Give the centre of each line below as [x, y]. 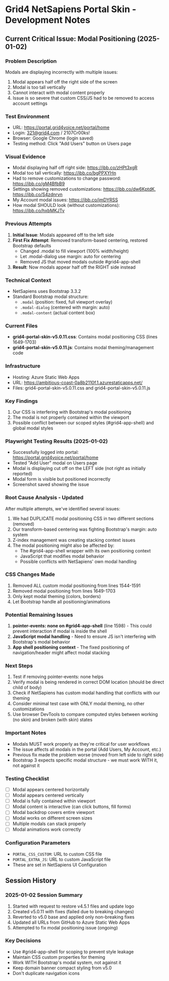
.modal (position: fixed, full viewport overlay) [66, 302]
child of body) [27, 688]
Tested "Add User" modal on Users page [55, 463]
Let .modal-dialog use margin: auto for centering [70, 256]
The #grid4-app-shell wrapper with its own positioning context [86, 550]
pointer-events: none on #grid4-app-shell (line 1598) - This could [82, 626]
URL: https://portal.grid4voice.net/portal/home [61, 127]
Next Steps [19, 666]
